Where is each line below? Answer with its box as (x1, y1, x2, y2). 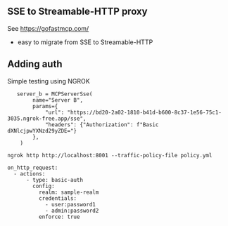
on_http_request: (7, 164, 58, 171)
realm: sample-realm (38, 189, 99, 196)
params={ (32, 102, 58, 109)
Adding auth (7, 58, 63, 70)
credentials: (38, 194, 77, 202)
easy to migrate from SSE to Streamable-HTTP (17, 38, 153, 46)
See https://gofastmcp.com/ (7, 24, 89, 32)
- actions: (13, 170, 46, 178)
